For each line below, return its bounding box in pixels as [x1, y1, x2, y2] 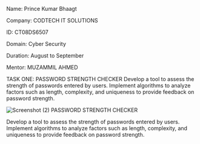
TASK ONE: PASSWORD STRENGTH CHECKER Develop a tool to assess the [6, 76, 195, 82]
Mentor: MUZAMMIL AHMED [6, 64, 78, 71]
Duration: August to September [6, 52, 84, 59]
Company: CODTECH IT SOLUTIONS [6, 17, 98, 24]
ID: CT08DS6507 [6, 28, 48, 36]
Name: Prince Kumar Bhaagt [6, 5, 77, 12]
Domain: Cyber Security [6, 41, 67, 47]
